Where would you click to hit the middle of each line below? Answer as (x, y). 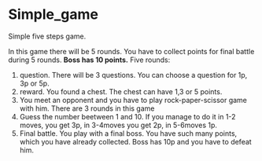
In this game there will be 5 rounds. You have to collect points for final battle (131, 51)
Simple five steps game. (47, 36)
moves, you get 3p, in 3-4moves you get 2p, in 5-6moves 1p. (118, 125)
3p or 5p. (34, 83)
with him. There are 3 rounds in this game (87, 108)
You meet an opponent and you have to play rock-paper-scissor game (133, 100)
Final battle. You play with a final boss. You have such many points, (128, 133)
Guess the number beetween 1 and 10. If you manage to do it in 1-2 (127, 116)
